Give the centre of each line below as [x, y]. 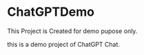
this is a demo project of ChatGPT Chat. [64, 44]
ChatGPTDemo [51, 12]
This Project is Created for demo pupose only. [72, 31]
